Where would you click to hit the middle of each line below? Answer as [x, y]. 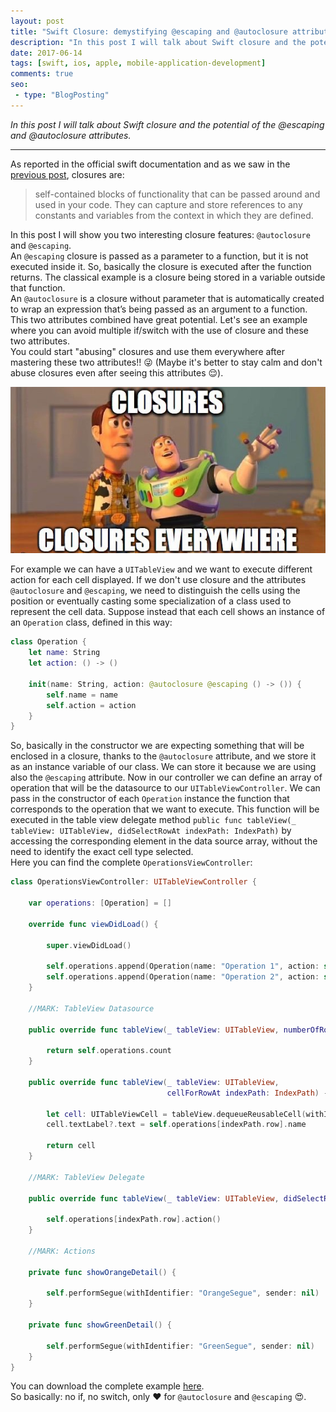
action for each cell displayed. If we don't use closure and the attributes [158, 580]
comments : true [42, 74]
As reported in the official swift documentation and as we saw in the [150, 164]
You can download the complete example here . [107, 1386]
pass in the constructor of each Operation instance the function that [150, 799]
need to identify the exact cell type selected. [102, 852]
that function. [38, 287]
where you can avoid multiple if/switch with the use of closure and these [159, 330]
